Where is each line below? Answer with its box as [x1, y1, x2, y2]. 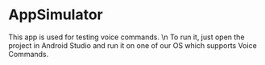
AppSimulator [8, 6, 103, 24]
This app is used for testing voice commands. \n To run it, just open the [8, 32, 245, 42]
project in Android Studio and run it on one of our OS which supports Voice [8, 40, 258, 50]
